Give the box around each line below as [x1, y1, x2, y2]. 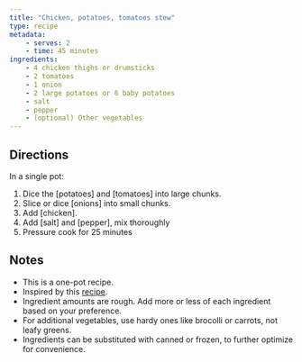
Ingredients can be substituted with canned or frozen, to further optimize [22, 334, 294, 345]
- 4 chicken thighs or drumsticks [25, 64, 155, 73]
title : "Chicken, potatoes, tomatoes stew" [9, 13, 176, 23]
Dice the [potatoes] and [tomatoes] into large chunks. [22, 188, 222, 199]
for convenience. [22, 343, 86, 354]
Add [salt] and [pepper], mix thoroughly [22, 217, 170, 228]
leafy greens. [22, 324, 72, 335]
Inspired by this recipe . [22, 285, 108, 297]
